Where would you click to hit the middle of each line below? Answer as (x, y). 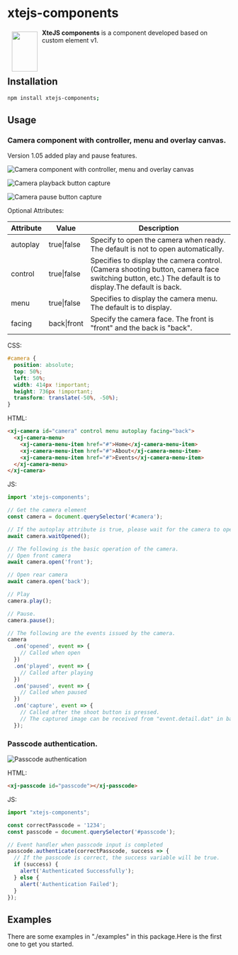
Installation (33, 82)
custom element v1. (70, 40)
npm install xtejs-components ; (53, 98)
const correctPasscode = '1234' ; (57, 825)
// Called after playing (57, 673)
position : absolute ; (44, 365)
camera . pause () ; (31, 620)
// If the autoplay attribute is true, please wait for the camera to (114, 529)
